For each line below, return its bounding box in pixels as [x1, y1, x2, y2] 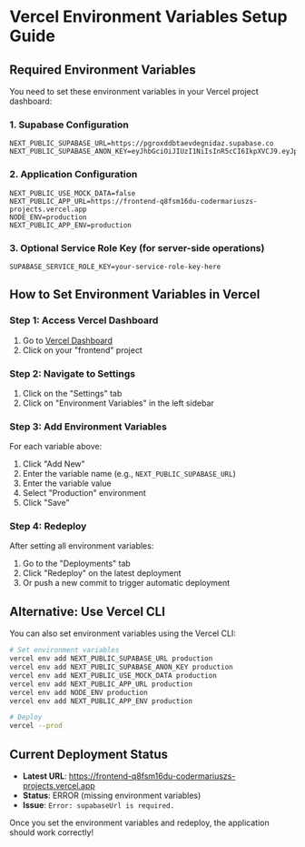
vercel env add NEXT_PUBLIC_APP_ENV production [9, 696, 193, 706]
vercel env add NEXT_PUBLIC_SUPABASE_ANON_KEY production [9, 662, 233, 672]
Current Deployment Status [9, 746, 169, 761]
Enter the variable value [22, 478, 112, 489]
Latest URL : [22, 771, 67, 781]
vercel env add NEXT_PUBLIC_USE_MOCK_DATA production [9, 671, 218, 680]
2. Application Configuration [9, 168, 138, 181]
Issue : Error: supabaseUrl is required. [22, 799, 175, 811]
